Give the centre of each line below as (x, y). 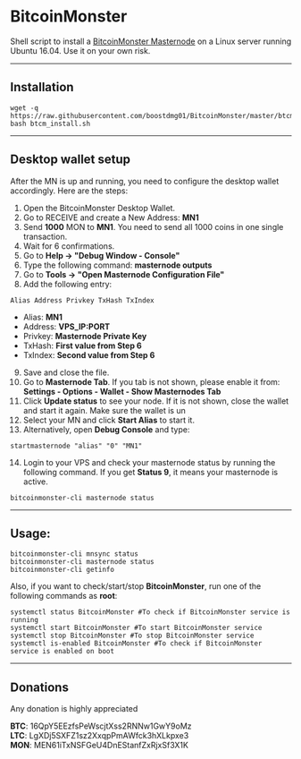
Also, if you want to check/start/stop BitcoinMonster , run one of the (136, 586)
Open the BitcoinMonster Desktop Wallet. (99, 208)
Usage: (31, 533)
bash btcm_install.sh (50, 124)
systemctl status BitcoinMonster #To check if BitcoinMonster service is (150, 612)
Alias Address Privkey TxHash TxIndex (82, 300)
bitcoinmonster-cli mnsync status (75, 554)
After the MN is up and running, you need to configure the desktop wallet (145, 181)
